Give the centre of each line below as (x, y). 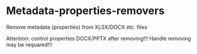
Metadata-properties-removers (85, 11)
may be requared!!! (29, 45)
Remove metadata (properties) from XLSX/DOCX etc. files (77, 27)
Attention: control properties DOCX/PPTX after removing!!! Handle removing (98, 38)
